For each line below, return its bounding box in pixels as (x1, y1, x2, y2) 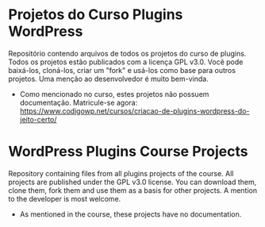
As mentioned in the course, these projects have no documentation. (19, 209, 242, 219)
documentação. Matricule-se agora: (19, 98, 138, 107)
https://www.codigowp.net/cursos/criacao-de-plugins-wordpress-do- (19, 106, 250, 116)
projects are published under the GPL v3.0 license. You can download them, (8, 177, 257, 187)
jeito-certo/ (19, 114, 57, 124)
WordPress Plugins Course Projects (8, 143, 248, 160)
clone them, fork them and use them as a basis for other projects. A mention (8, 185, 258, 195)
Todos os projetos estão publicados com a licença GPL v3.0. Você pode (8, 57, 244, 67)
